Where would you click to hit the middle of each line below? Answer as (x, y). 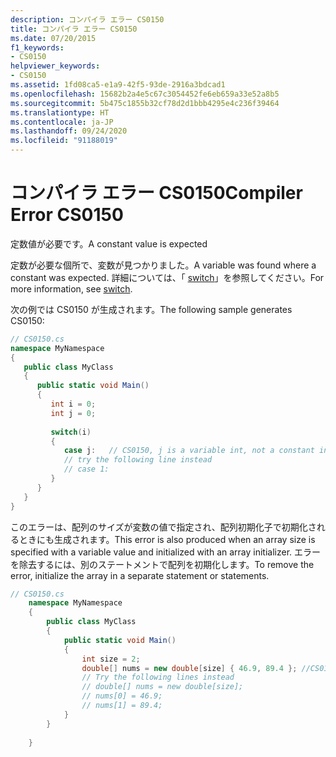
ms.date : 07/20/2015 (53, 38)
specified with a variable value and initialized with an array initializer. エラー (166, 552)
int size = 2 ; (111, 659)
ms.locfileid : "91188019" (64, 141)
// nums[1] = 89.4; (122, 706)
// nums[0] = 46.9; (122, 696)
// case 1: (86, 469)
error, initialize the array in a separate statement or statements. (140, 575)
